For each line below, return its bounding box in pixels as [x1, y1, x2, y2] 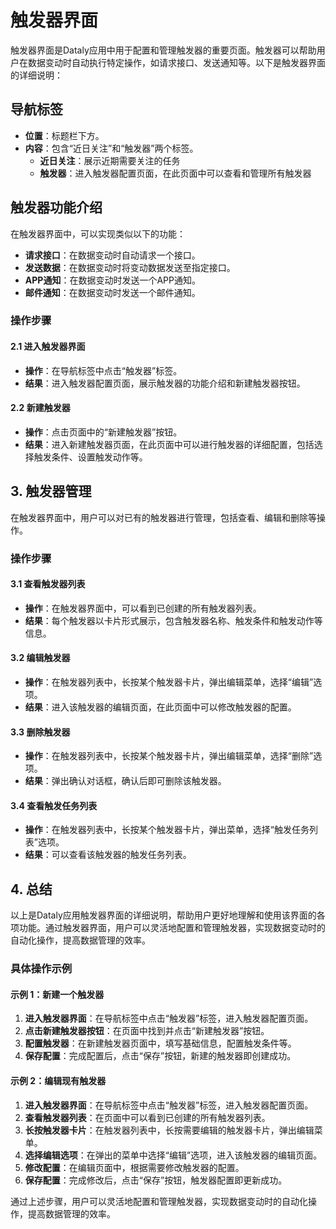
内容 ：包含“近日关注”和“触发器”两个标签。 [24, 142, 199, 154]
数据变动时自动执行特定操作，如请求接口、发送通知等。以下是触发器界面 [27, 56, 326, 68]
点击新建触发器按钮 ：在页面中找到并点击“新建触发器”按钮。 [24, 1025, 270, 1037]
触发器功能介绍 [10, 199, 103, 216]
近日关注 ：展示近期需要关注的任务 [39, 154, 181, 166]
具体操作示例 [10, 962, 73, 976]
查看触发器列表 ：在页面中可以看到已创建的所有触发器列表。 [24, 1111, 271, 1123]
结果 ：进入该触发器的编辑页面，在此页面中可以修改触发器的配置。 [24, 701, 297, 713]
